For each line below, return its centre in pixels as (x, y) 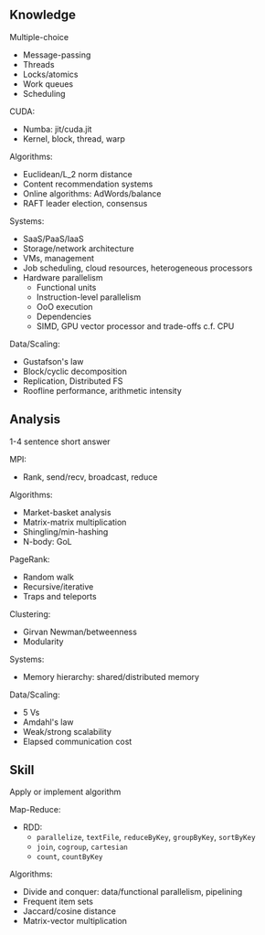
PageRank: (30, 559)
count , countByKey (69, 856)
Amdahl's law (48, 722)
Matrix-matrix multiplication (74, 522)
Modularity (43, 641)
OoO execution (64, 306)
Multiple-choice (39, 37)
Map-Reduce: (35, 810)
